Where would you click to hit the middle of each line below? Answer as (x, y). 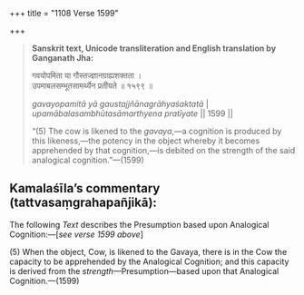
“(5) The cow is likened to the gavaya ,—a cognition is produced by (157, 131)
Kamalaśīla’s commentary (85, 188)
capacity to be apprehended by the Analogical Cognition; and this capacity (149, 261)
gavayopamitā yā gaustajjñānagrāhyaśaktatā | (120, 104)
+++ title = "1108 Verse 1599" (64, 13)
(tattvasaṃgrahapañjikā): (83, 203)
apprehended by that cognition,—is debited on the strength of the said (163, 150)
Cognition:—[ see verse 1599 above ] (76, 234)
